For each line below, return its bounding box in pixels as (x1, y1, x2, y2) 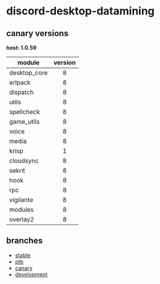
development (14, 271, 48, 278)
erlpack (9, 78, 31, 87)
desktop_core (9, 69, 48, 76)
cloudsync (9, 156, 39, 165)
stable (14, 252, 31, 259)
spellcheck (9, 108, 40, 116)
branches (6, 236, 43, 246)
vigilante (9, 196, 34, 204)
